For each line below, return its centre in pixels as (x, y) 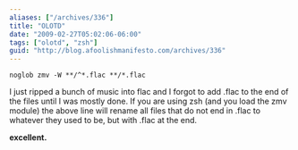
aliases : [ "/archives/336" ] (62, 17)
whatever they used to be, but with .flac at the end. (103, 121)
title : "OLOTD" (38, 26)
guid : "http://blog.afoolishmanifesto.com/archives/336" (118, 51)
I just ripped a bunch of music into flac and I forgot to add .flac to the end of (149, 92)
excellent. (28, 137)
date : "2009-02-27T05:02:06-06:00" (76, 34)
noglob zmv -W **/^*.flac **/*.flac (77, 75)
